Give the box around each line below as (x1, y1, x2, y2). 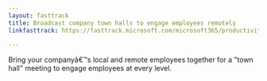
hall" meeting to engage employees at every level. (8, 64, 172, 73)
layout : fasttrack (8, 11, 69, 20)
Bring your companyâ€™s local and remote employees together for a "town (8, 55, 254, 64)
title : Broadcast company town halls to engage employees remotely (8, 19, 237, 27)
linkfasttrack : (8, 26, 59, 34)
